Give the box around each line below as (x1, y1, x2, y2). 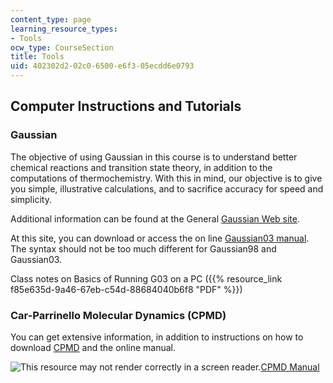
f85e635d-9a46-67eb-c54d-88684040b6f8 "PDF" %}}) (10, 283, 243, 295)
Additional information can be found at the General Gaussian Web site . (10, 212, 300, 225)
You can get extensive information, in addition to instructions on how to (10, 331, 304, 343)
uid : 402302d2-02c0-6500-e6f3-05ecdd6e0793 (10, 61, 195, 71)
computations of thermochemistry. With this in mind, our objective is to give (10, 172, 323, 184)
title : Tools (10, 52, 65, 62)
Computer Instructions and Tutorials (10, 98, 242, 115)
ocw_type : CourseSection (10, 42, 114, 53)
